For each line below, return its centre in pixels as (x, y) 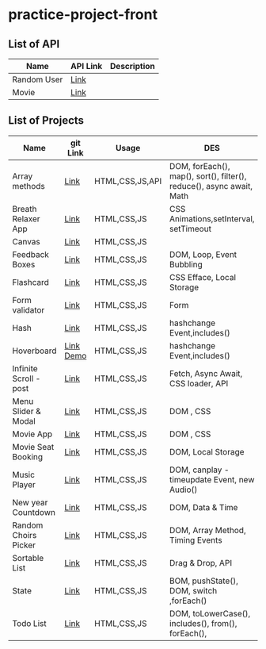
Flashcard (31, 282)
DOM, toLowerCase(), (210, 613)
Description (133, 66)
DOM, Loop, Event (203, 254)
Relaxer (26, 218)
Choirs (25, 535)
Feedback (31, 254)
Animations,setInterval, (212, 218)
